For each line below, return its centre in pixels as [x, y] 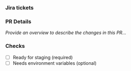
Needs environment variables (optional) [54, 63]
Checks [15, 46]
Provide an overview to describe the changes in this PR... [66, 33]
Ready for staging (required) [43, 57]
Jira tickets [20, 8]
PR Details [18, 21]
